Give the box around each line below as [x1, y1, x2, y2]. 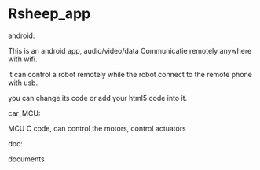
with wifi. [8, 54, 38, 64]
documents [8, 154, 45, 164]
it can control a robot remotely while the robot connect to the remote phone [8, 69, 253, 79]
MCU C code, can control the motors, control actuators [8, 124, 186, 133]
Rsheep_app [8, 5, 91, 23]
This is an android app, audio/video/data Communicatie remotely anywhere [8, 46, 252, 55]
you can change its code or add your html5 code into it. [8, 93, 188, 102]
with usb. [8, 78, 38, 87]
